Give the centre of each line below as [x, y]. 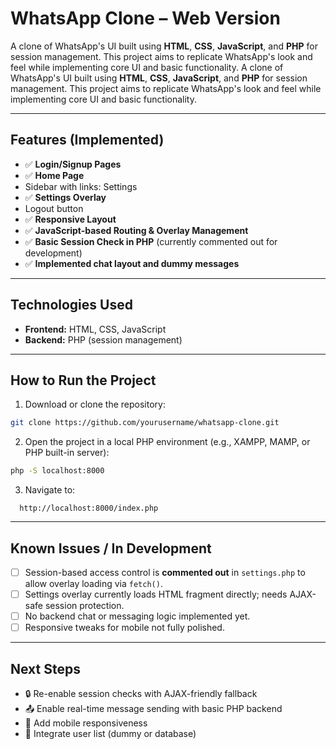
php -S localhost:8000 [57, 471]
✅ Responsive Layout [70, 219]
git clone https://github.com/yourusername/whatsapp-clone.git [145, 423]
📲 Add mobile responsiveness [86, 723]
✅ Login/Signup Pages [73, 164]
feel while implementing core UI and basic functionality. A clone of [147, 67]
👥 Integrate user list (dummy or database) [110, 733]
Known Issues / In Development [111, 548]
